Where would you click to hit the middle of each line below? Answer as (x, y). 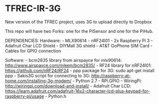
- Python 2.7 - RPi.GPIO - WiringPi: (107, 81)
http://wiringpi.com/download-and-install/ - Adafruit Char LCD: (68, 86)
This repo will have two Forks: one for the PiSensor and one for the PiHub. (79, 31)
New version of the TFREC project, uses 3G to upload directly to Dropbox (79, 22)
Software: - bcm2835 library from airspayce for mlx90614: (63, 60)
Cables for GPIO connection (33, 51)
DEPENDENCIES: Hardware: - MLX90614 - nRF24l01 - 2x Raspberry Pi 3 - (79, 40)
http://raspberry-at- (111, 75)
